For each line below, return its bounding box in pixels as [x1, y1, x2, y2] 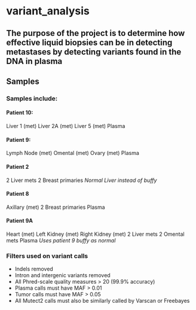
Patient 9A [6, 217, 33, 224]
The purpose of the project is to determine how [6, 28, 185, 38]
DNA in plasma [6, 56, 63, 66]
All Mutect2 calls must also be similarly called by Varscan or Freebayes [14, 297, 190, 305]
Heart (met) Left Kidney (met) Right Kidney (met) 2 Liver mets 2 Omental [6, 230, 185, 238]
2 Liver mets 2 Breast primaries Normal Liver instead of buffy [6, 177, 157, 184]
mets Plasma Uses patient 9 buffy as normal [6, 236, 116, 244]
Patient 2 [6, 163, 29, 170]
